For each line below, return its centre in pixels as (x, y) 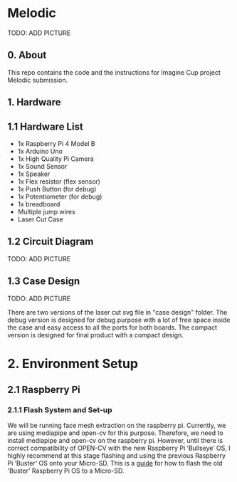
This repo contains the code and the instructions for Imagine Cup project (114, 72)
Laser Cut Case (40, 219)
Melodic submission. (38, 80)
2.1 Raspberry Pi (44, 390)
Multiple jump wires (47, 211)
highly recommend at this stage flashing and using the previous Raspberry (117, 456)
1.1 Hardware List (45, 126)
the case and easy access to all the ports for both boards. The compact (112, 327)
